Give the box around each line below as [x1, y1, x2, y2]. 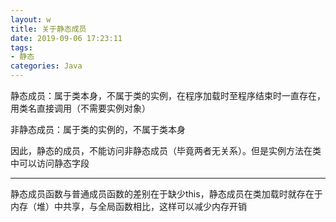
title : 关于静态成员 [10, 24, 87, 34]
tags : [10, 42, 33, 53]
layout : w [10, 14, 52, 25]
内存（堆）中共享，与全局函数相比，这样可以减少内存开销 [10, 201, 247, 212]
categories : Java [10, 61, 83, 71]
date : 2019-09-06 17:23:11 [10, 33, 123, 43]
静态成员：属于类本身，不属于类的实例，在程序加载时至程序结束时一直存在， [10, 90, 326, 101]
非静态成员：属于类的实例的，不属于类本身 [10, 124, 186, 135]
